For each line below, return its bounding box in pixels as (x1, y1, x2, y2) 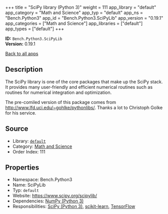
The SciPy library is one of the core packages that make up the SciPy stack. (5, 78, 163, 85)
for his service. (5, 110, 36, 116)
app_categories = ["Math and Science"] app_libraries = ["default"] (5, 20, 143, 26)
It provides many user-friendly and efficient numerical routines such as (5, 84, 153, 90)
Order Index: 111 (12, 148, 45, 154)
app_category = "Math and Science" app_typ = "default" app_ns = (5, 10, 143, 16)
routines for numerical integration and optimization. (5, 89, 112, 95)
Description (5, 65, 43, 74)
